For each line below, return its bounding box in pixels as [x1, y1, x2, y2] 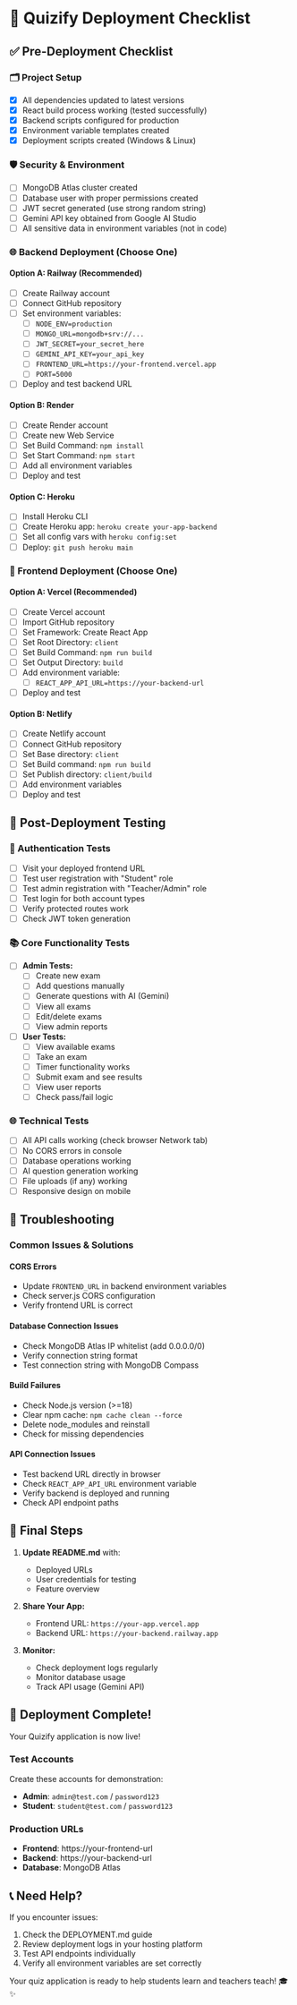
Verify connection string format [21, 1350, 139, 1361]
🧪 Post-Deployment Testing [9, 815, 166, 831]
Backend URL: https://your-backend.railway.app [35, 1627, 219, 1638]
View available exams [35, 1041, 115, 1052]
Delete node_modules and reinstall [21, 1419, 150, 1429]
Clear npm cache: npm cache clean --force [21, 1409, 182, 1420]
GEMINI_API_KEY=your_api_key [35, 350, 145, 359]
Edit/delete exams [35, 1011, 103, 1021]
